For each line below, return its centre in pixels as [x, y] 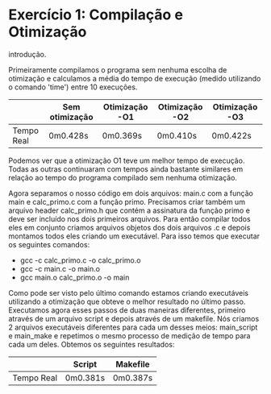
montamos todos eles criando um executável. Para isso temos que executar [134, 236]
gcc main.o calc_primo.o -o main [75, 277]
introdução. [27, 54]
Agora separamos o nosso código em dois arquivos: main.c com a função [131, 193]
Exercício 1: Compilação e [96, 15]
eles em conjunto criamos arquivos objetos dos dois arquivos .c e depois [129, 227]
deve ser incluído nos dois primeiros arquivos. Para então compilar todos [130, 218]
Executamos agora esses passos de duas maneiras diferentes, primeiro [127, 310]
